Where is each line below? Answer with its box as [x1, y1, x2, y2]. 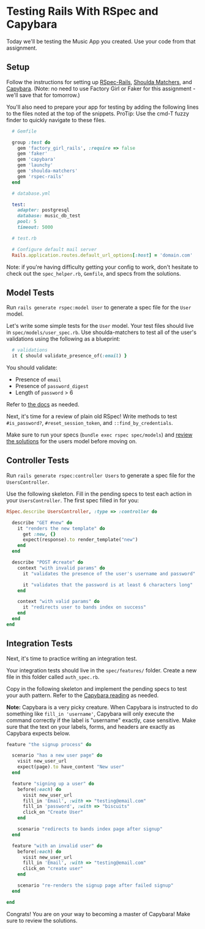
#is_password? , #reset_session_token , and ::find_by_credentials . [6, 419, 173, 427]
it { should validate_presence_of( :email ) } [12, 353, 127, 359]
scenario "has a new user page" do [12, 752, 103, 759]
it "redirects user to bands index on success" [22, 604, 147, 610]
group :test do [12, 139, 51, 146]
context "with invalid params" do [17, 565, 105, 571]
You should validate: [6, 364, 58, 371]
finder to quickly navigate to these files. [6, 116, 106, 123]
